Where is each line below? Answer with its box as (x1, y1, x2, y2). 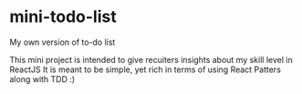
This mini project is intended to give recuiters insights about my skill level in (9, 54, 294, 65)
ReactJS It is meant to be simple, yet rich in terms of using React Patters (9, 64, 281, 75)
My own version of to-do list (9, 37, 116, 47)
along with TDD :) (9, 73, 76, 84)
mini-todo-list (9, 6, 117, 27)
